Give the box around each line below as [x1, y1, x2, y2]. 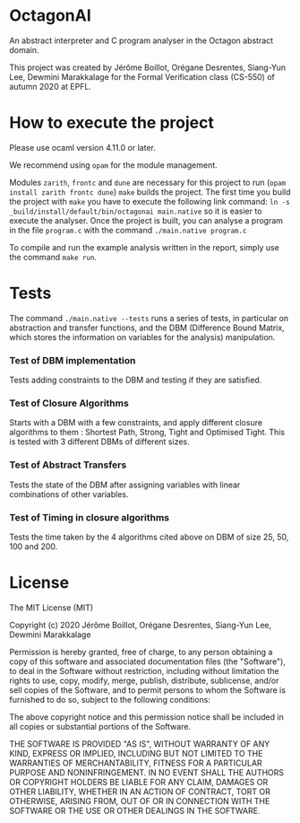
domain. [9, 44, 39, 55]
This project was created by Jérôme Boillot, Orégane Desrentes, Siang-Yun [9, 62, 287, 73]
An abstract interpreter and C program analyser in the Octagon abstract [9, 35, 274, 46]
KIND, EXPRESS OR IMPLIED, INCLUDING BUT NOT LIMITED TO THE [9, 748, 263, 758]
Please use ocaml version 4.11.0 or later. [9, 142, 157, 153]
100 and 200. [9, 541, 58, 552]
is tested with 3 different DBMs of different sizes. [9, 436, 190, 447]
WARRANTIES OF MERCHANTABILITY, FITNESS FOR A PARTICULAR [9, 757, 262, 768]
